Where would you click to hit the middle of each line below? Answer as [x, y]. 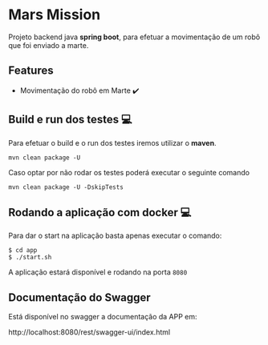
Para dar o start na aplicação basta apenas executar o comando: [115, 236]
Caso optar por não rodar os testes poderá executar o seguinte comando [129, 172]
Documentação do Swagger [79, 297]
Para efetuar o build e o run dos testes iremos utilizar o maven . [112, 142]
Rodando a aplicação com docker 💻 [100, 213]
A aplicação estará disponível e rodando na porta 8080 [98, 272]
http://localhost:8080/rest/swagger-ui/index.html [89, 332]
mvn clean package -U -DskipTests [66, 187]
